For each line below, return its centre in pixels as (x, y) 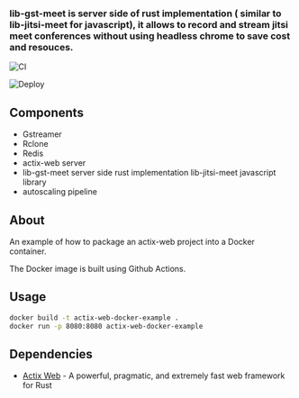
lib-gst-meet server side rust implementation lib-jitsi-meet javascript (149, 173)
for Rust (37, 385)
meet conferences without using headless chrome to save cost (150, 36)
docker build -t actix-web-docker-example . (94, 318)
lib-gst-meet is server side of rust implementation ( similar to (145, 14)
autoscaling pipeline (59, 192)
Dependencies (51, 354)
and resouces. (41, 47)
